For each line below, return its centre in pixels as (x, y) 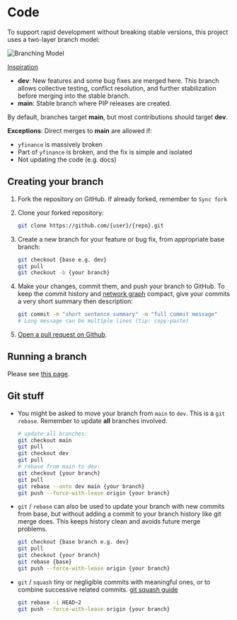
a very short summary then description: (75, 301)
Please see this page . (39, 373)
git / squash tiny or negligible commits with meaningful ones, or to (114, 582)
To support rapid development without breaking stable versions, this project (118, 32)
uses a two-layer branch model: (54, 39)
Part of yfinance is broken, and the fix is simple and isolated (105, 152)
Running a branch (47, 357)
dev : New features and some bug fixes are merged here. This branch (118, 80)
